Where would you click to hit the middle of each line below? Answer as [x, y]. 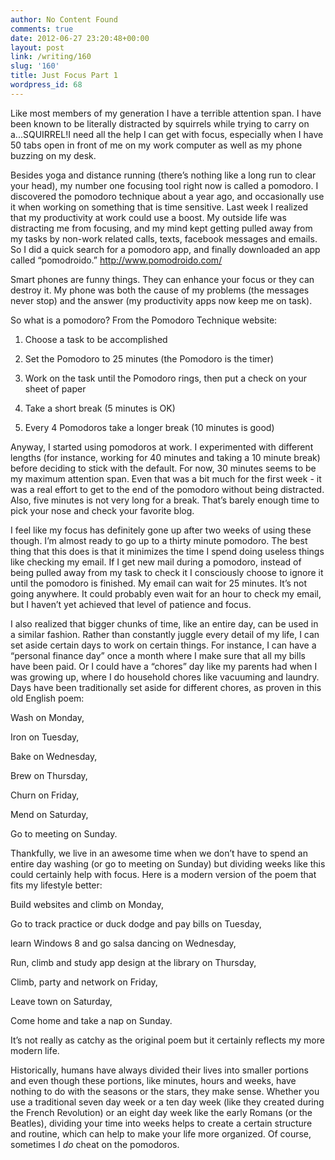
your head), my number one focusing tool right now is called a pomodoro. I [164, 185]
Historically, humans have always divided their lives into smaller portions [159, 1070]
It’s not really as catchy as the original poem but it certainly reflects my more [167, 1040]
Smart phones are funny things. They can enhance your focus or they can [162, 279]
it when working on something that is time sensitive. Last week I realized [159, 207]
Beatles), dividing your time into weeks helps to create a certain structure [161, 1123]
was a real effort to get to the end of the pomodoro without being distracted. [167, 489]
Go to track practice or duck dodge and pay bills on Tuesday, [136, 923]
